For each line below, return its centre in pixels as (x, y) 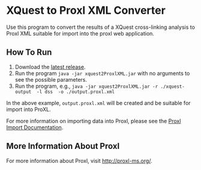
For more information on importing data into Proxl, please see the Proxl (94, 121)
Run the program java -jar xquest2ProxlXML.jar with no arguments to (102, 73)
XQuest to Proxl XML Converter (86, 11)
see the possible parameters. (51, 79)
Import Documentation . (35, 127)
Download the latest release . (50, 67)
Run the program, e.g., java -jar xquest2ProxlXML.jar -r (86, 86)
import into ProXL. (28, 109)
